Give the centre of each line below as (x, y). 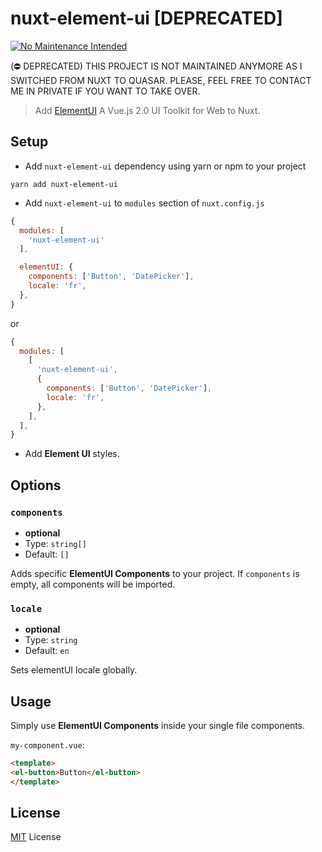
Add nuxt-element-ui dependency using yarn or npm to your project (165, 166)
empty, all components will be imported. (93, 584)
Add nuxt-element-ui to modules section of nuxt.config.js (144, 203)
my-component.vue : (47, 745)
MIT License (36, 837)
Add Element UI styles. (72, 454)
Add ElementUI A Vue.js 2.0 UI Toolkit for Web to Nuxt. (147, 110)
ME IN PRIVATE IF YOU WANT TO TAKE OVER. (105, 91)
